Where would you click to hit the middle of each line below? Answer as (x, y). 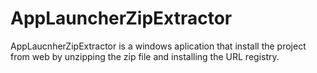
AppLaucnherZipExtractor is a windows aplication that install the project (158, 46)
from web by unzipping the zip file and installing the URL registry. (145, 56)
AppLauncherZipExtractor (121, 18)
